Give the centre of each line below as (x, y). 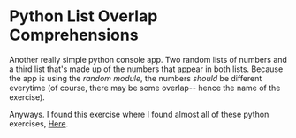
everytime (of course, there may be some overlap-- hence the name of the (145, 88)
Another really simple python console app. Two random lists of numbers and (148, 59)
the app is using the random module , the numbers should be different (136, 78)
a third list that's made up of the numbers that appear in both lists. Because (146, 69)
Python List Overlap (83, 16)
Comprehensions (74, 35)
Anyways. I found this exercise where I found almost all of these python (139, 114)
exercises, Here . (39, 123)
